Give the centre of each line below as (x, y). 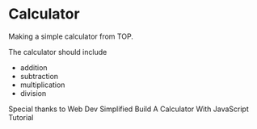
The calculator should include (58, 52)
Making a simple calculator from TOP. (71, 36)
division (33, 93)
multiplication (42, 85)
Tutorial (21, 117)
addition (34, 67)
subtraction (39, 76)
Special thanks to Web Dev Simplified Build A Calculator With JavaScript (128, 109)
